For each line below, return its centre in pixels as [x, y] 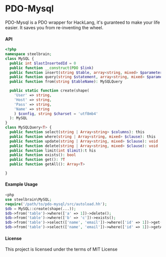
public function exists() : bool [43, 155]
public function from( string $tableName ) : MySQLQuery [66, 82]
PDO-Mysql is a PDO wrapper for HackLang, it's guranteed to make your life [83, 22]
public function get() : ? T [37, 160]
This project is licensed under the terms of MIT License [61, 249]
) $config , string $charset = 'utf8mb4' [56, 114]
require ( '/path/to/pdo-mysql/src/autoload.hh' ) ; [56, 204]
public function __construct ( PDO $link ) [52, 68]
